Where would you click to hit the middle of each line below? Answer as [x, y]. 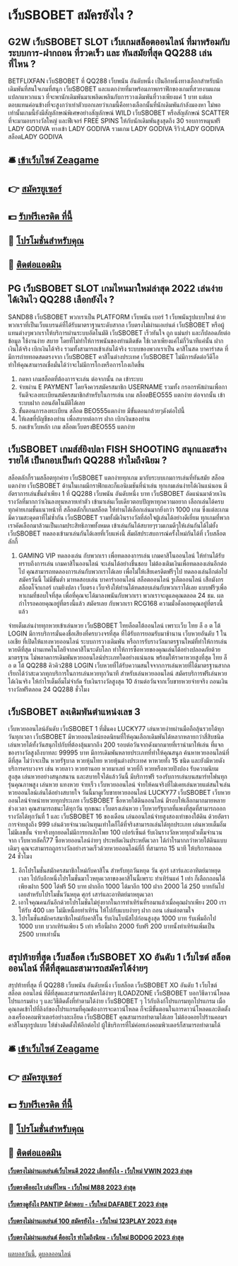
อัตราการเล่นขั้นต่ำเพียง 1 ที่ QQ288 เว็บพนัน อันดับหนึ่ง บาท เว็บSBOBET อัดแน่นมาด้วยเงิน [117, 493]
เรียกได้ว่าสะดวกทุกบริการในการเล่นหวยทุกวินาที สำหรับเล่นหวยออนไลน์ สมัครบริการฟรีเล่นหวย [118, 673]
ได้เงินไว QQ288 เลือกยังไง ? [61, 300]
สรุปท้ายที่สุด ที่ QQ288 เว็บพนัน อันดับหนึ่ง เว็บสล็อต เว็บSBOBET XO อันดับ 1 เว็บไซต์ [113, 985]
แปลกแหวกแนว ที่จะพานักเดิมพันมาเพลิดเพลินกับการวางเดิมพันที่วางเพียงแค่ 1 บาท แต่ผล [110, 97]
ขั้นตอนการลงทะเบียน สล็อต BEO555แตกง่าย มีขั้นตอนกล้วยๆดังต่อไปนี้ [101, 410]
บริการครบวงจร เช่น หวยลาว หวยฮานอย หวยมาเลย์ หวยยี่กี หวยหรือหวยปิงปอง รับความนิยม [113, 769]
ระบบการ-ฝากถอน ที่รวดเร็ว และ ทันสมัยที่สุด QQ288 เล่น [110, 53]
